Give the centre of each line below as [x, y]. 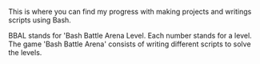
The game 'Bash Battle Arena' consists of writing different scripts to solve [130, 44]
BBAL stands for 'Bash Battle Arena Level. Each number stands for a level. [130, 36]
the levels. [25, 52]
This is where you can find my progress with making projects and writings [130, 12]
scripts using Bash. [40, 20]
